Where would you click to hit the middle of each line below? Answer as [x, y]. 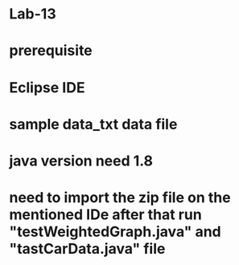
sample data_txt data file [93, 124]
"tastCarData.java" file [87, 249]
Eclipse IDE [47, 87]
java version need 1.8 [81, 161]
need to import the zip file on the [120, 198]
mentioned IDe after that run [105, 215]
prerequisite [51, 51]
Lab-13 [33, 14]
